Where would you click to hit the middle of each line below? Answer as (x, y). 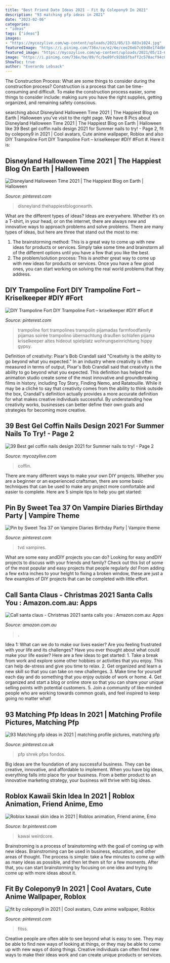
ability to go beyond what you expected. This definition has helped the (79, 372)
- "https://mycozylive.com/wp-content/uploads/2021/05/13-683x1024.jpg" (83, 43)
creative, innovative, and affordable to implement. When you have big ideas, (84, 769)
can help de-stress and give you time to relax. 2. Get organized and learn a (83, 666)
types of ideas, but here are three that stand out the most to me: (72, 232)
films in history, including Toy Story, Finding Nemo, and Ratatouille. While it (83, 383)
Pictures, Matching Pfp (42, 722)
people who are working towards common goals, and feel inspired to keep (83, 693)
